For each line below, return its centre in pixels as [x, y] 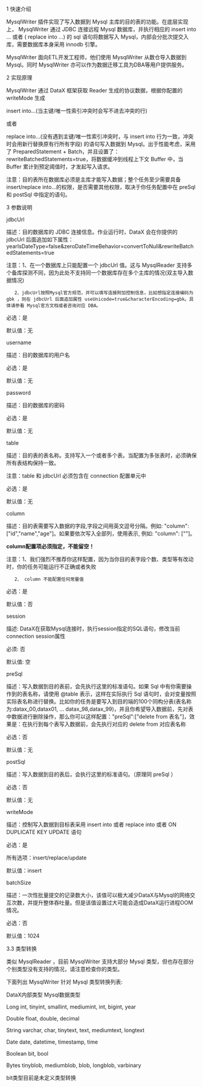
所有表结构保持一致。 [33, 463]
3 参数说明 [19, 207]
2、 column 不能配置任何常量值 [49, 579]
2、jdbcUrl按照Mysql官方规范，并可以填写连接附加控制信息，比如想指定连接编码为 [104, 293]
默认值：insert [24, 871]
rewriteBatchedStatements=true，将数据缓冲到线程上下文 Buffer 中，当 [95, 159]
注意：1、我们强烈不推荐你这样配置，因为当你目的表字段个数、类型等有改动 [100, 559]
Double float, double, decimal [43, 1018]
